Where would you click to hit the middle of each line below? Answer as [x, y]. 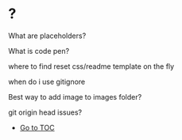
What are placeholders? [47, 36]
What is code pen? [39, 51]
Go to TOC [37, 127]
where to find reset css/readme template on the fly [91, 66]
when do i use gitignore [47, 81]
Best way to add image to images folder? [75, 96]
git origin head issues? [45, 112]
